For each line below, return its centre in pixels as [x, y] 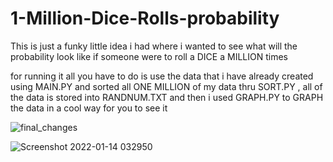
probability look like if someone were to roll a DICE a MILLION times [149, 56]
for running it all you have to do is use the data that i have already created [162, 76]
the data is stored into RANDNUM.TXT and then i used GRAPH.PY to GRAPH [167, 97]
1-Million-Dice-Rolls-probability [145, 18]
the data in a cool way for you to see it [89, 108]
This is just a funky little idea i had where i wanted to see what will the [154, 46]
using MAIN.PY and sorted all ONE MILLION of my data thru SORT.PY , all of [166, 86]
